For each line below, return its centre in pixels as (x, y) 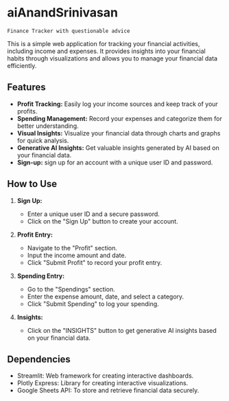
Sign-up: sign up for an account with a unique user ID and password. (115, 162)
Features (26, 87)
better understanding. (48, 126)
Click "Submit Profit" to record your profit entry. (95, 262)
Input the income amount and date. (77, 255)
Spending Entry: (41, 276)
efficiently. (22, 65)
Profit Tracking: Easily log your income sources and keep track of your (117, 104)
